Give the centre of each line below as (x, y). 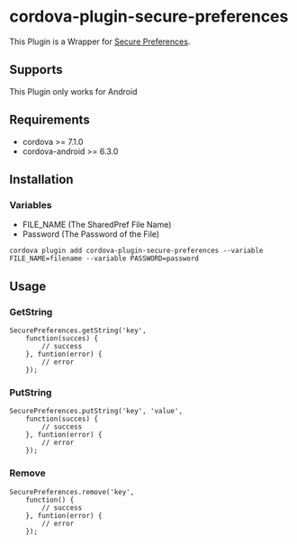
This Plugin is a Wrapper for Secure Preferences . (100, 41)
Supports (36, 70)
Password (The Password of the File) (91, 234)
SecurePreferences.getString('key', (78, 331)
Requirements (49, 120)
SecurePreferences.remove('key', (72, 492)
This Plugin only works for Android (73, 91)
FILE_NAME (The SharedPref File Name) (97, 225)
